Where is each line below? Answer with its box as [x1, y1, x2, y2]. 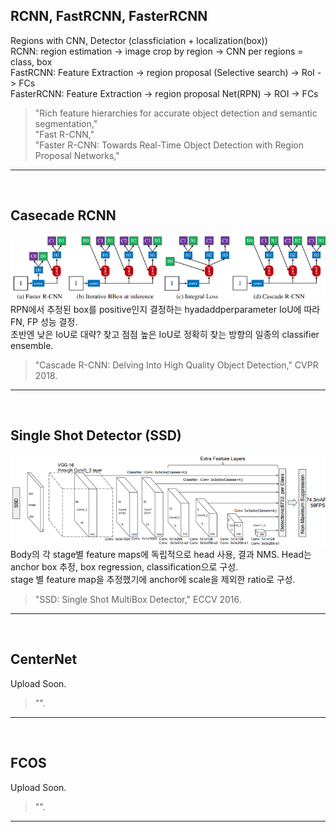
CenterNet [10, 651, 78, 668]
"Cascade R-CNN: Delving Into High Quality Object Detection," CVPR [34, 359, 319, 371]
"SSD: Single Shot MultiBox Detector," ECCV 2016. [34, 594, 242, 606]
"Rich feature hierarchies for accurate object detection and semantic [34, 107, 318, 119]
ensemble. [10, 339, 54, 351]
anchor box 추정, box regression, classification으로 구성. [10, 561, 239, 573]
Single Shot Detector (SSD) [10, 427, 182, 444]
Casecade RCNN [10, 207, 117, 224]
